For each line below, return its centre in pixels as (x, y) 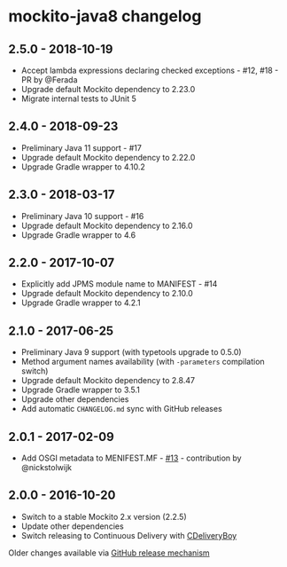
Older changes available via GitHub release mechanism (109, 553)
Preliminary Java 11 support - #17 (81, 147)
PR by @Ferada (49, 80)
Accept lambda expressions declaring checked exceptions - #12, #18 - (150, 70)
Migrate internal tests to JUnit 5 (78, 98)
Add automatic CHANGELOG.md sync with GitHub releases (121, 409)
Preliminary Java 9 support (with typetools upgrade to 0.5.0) (131, 352)
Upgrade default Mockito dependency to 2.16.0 (107, 225)
